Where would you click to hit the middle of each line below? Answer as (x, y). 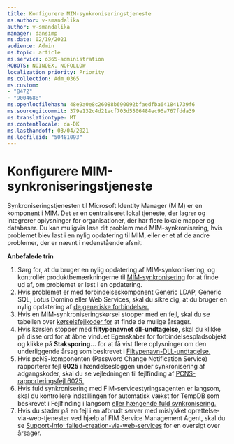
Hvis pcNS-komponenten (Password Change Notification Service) (112, 359)
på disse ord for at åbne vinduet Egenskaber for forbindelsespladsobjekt (122, 336)
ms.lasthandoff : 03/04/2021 (48, 131)
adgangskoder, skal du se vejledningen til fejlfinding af (96, 373)
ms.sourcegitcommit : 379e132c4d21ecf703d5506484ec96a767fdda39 (101, 111)
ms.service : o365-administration (56, 59)
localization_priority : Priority (56, 72)
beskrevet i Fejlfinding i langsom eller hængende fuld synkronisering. (117, 404)
